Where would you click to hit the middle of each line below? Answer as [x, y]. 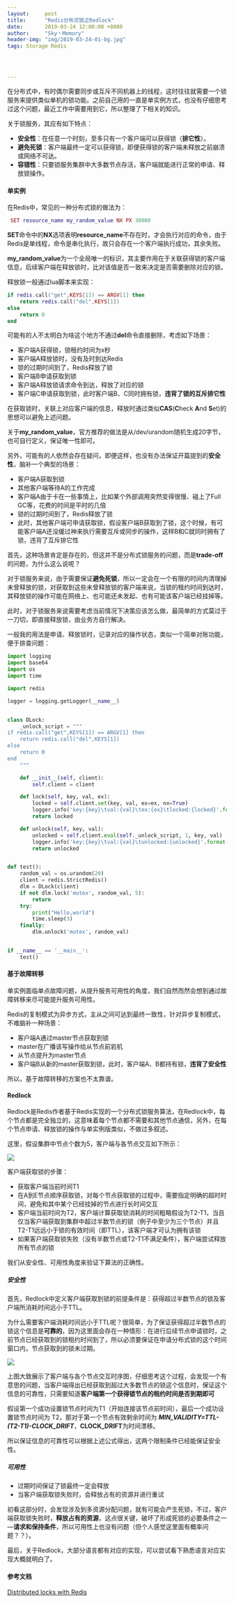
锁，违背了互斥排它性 [48, 540]
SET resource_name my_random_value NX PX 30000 [80, 221]
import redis [26, 688]
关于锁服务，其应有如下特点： [50, 124]
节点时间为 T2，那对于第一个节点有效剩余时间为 [88, 1417]
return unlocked [56, 849]
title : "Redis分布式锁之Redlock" [61, 20]
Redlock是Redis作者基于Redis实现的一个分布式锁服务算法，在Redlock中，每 [116, 1112]
